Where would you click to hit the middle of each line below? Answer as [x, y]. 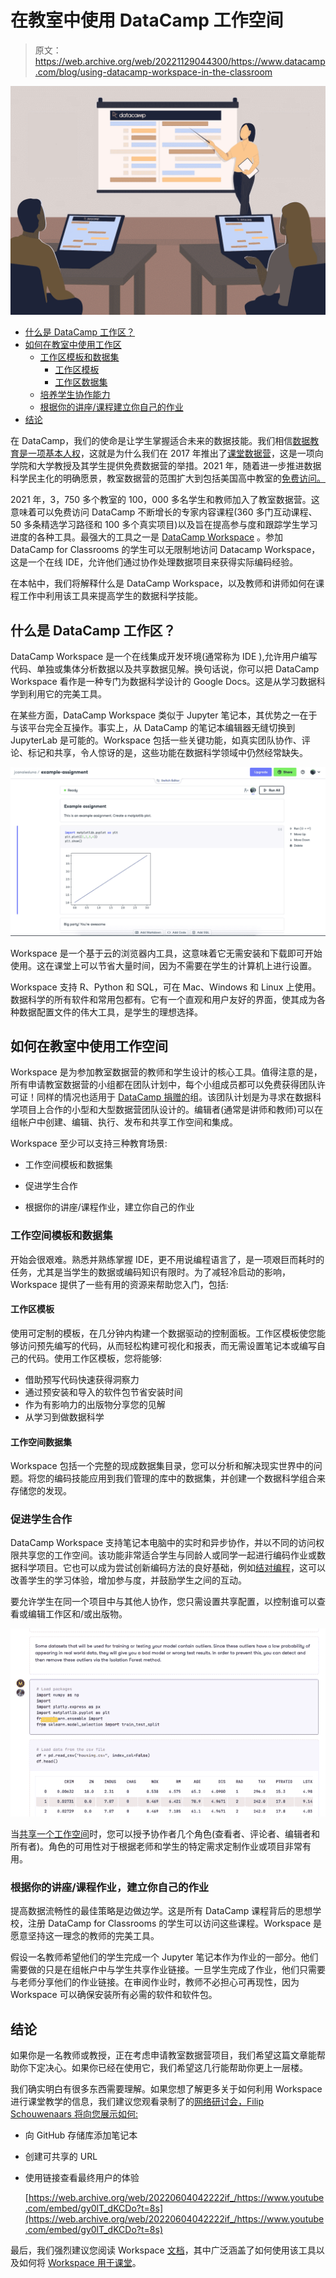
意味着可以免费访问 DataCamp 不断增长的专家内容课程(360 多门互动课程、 [164, 512]
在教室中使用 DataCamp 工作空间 [147, 20]
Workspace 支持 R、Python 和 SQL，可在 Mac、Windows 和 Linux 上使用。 [166, 987]
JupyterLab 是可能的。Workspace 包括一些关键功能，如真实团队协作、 [156, 740]
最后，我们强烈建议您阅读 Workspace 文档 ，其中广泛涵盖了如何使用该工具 [163, 2250]
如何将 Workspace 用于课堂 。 [80, 2263]
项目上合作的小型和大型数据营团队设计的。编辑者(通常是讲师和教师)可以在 [171, 1110]
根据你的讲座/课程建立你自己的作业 [111, 407]
